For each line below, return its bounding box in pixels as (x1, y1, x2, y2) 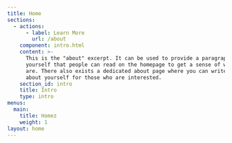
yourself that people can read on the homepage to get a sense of (25, 61, 221, 68)
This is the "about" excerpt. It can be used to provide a (25, 55, 199, 62)
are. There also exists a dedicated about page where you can (25, 67, 209, 74)
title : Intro (19, 87, 57, 93)
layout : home (7, 125, 45, 132)
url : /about (32, 36, 67, 43)
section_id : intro (19, 80, 72, 87)
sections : (7, 16, 36, 23)
